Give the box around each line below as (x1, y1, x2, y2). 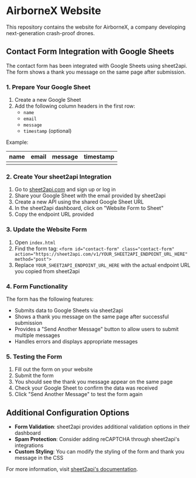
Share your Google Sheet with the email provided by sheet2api (14, 192, 166, 200)
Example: (6, 139, 29, 146)
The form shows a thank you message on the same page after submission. (6, 68, 186, 75)
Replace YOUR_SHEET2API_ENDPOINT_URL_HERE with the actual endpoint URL (14, 262, 191, 269)
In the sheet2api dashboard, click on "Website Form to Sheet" (14, 205, 164, 212)
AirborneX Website (6, 4, 101, 18)
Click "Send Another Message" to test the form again (14, 391, 143, 398)
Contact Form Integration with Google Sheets (6, 47, 174, 57)
